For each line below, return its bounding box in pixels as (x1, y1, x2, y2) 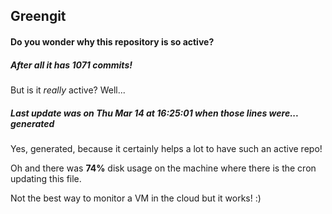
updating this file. (10, 172, 82, 184)
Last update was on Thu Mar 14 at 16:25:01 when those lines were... (10, 107, 299, 119)
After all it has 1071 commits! (10, 59, 133, 71)
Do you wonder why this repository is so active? (10, 35, 215, 48)
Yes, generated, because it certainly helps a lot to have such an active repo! (10, 142, 323, 154)
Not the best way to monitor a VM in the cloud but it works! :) (10, 192, 262, 204)
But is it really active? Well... (10, 84, 126, 96)
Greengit (10, 8, 67, 25)
